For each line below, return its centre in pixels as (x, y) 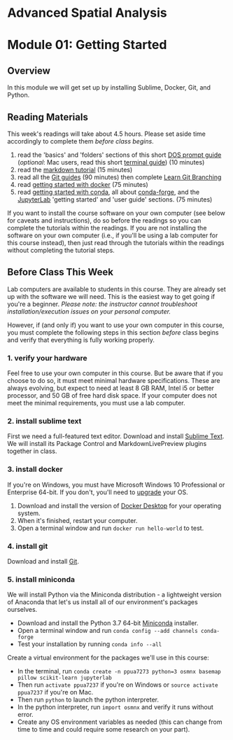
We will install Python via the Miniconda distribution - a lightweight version (114, 595)
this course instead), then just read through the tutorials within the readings (116, 243)
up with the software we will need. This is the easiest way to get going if (111, 296)
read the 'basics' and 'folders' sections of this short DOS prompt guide (119, 155)
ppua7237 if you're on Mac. (55, 692)
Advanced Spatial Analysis (87, 13)
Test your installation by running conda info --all (90, 644)
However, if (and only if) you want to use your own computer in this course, (116, 325)
